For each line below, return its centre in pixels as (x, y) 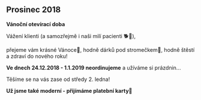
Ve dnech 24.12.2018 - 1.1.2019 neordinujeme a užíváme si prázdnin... (94, 67)
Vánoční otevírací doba (36, 24)
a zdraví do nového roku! (37, 56)
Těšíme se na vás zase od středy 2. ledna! (58, 79)
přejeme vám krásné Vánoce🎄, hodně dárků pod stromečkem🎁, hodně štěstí (100, 49)
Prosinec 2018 (34, 10)
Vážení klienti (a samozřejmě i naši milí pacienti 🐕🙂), (71, 36)
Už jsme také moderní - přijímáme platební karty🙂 (69, 90)
